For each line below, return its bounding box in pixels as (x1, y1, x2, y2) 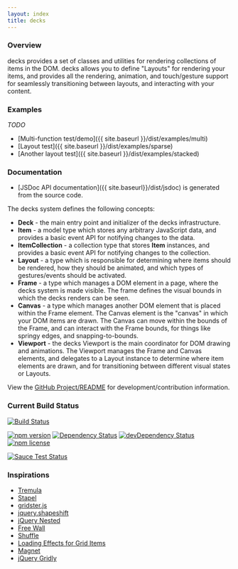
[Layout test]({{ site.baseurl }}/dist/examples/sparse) (17, 142, 173, 151)
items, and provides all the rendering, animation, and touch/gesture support (7, 72, 229, 80)
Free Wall (17, 524, 45, 532)
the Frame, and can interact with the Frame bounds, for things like (17, 324, 211, 332)
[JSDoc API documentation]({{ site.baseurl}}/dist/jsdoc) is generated (17, 183, 220, 192)
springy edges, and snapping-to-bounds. (17, 332, 139, 340)
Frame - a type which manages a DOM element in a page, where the (17, 278, 219, 288)
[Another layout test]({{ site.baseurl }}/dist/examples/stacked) (17, 150, 200, 158)
